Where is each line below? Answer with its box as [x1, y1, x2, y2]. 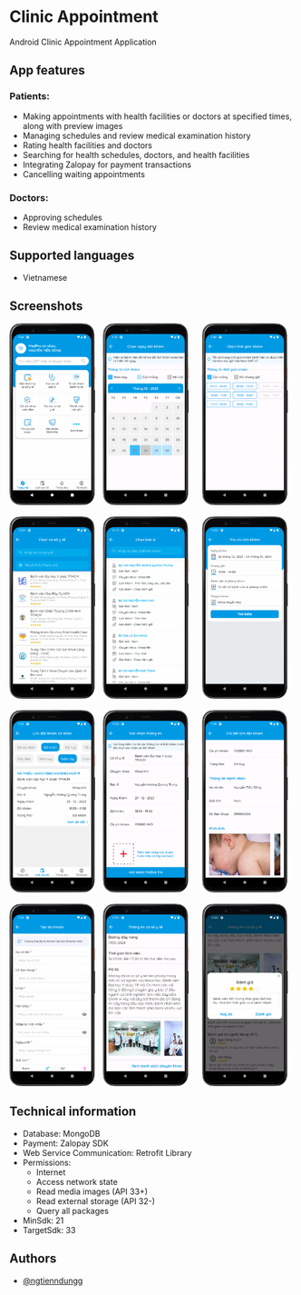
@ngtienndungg [22, 1275, 83, 1286]
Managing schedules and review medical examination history [22, 130, 251, 141]
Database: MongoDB [22, 1128, 101, 1139]
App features [9, 63, 86, 78]
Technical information [9, 1104, 137, 1120]
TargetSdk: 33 [22, 1224, 76, 1235]
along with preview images [22, 120, 123, 131]
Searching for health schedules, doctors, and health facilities [22, 149, 250, 160]
